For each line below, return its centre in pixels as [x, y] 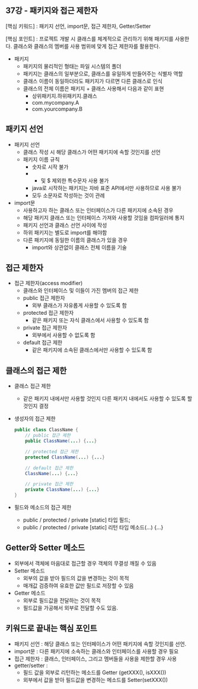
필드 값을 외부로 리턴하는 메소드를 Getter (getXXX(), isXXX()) [95, 672]
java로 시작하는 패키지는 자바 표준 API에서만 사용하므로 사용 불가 [106, 188]
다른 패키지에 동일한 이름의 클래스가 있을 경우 [75, 240]
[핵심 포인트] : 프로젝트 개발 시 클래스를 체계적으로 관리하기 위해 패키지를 [90, 39]
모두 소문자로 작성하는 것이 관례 [68, 195]
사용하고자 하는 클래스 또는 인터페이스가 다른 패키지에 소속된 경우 [98, 210]
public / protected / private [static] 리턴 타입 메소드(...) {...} [93, 527]
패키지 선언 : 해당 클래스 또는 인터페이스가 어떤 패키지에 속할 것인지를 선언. [100, 644]
